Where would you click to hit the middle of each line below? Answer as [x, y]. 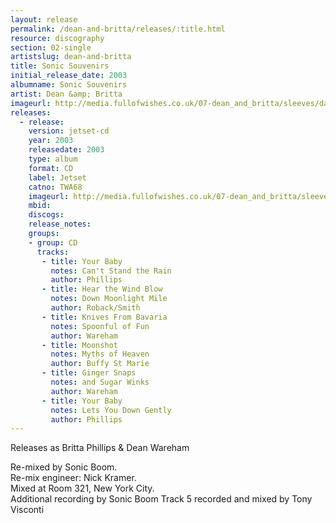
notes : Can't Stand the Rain [111, 271]
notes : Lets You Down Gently [111, 410]
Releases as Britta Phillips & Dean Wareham [100, 448]
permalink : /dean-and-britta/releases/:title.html [118, 29]
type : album [53, 159]
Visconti [27, 510]
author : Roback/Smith [95, 308]
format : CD [51, 168]
